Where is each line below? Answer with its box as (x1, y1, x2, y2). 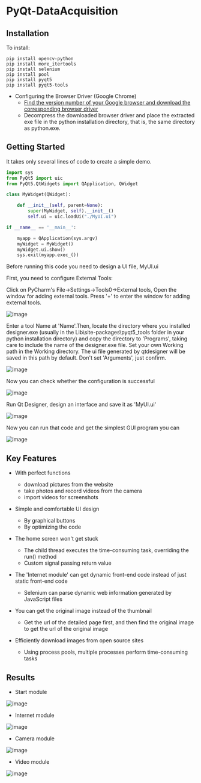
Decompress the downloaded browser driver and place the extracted (23, 112, 195, 118)
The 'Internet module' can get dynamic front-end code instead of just (14, 571, 187, 579)
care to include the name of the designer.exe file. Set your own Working (6, 342, 184, 349)
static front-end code (14, 577, 68, 585)
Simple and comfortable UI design (14, 505, 100, 512)
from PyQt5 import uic (6, 175, 63, 181)
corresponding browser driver (23, 105, 98, 112)
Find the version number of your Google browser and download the (23, 99, 191, 106)
